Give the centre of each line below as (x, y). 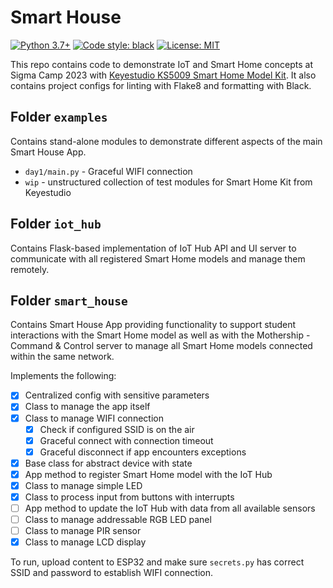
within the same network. (62, 357)
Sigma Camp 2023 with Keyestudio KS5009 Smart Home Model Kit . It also (163, 75)
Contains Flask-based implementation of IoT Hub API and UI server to (153, 248)
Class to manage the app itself (87, 407)
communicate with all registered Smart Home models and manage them (158, 258)
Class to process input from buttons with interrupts (129, 497)
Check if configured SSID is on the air (117, 429)
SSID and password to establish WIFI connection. (111, 573)
